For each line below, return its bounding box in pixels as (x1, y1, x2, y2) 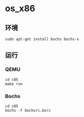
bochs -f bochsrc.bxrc (5, 108, 51, 113)
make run (5, 81, 23, 86)
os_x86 (5, 3, 35, 14)
